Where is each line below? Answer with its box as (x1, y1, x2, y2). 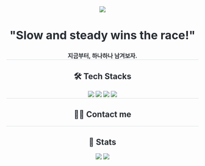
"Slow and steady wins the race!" (9, 28, 196, 42)
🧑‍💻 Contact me (73, 109, 132, 120)
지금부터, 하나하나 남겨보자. (67, 52, 138, 60)
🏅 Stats (88, 137, 117, 147)
